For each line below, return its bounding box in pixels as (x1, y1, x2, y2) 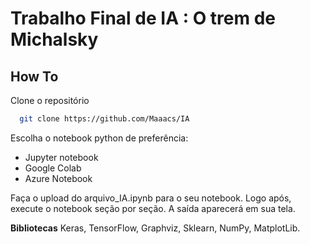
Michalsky (10, 28, 99, 51)
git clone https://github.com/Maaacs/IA (19, 114, 190, 124)
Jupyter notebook (24, 151, 99, 163)
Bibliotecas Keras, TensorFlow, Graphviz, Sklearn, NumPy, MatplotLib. (10, 222, 301, 234)
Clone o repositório (10, 95, 90, 106)
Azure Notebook (24, 172, 93, 184)
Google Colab (24, 162, 82, 174)
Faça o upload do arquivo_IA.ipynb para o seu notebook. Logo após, (10, 192, 292, 204)
